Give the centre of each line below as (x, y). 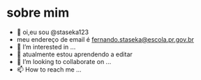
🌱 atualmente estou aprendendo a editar (75, 54)
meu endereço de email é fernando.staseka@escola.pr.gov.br (105, 39)
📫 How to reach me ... (49, 69)
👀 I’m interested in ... (46, 47)
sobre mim (38, 13)
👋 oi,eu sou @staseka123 (52, 32)
